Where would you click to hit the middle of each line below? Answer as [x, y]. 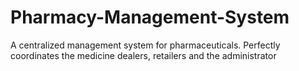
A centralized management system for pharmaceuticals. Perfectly [145, 45]
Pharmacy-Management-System [150, 17]
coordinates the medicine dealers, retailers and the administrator [143, 55]
